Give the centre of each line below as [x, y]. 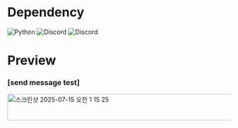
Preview [32, 60]
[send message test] [44, 83]
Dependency [46, 12]
